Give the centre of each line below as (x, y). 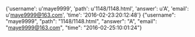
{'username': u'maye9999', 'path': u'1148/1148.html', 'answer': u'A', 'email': (97, 9)
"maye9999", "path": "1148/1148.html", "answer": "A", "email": (81, 21)
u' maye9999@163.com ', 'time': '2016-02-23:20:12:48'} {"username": (91, 15)
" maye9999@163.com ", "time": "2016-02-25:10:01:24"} (74, 27)
